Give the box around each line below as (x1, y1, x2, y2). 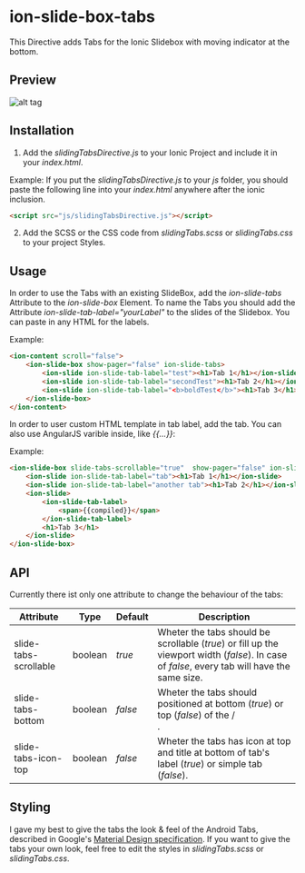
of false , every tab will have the (157, 660, 290, 672)
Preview (9, 73, 57, 88)
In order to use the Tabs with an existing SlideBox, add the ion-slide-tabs (9, 288, 282, 299)
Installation (9, 123, 74, 138)
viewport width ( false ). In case (157, 648, 288, 660)
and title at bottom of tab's (157, 746, 271, 759)
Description (198, 610, 251, 623)
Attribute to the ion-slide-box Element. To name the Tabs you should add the (9, 297, 296, 308)
